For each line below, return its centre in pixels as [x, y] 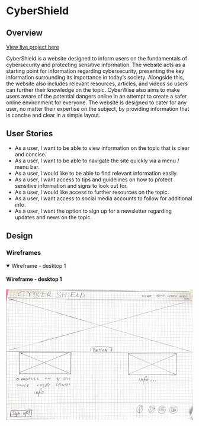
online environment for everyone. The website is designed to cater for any [97, 103]
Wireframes [24, 253]
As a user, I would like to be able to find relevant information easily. [96, 173]
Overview [25, 33]
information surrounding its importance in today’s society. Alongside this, [95, 77]
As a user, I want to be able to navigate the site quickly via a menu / [97, 161]
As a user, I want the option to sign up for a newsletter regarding [93, 211]
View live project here [33, 47]
